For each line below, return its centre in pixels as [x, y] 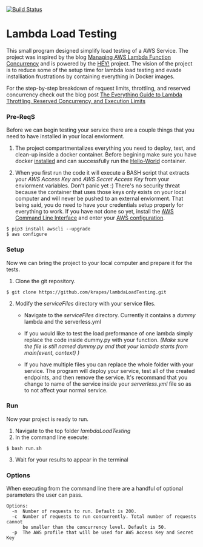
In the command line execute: [52, 437]
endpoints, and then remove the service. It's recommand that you [106, 377]
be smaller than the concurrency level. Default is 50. [94, 528]
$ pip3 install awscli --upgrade [48, 229]
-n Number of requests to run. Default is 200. [74, 512]
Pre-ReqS [21, 116]
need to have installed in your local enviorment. [65, 136]
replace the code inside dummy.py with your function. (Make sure [106, 340]
